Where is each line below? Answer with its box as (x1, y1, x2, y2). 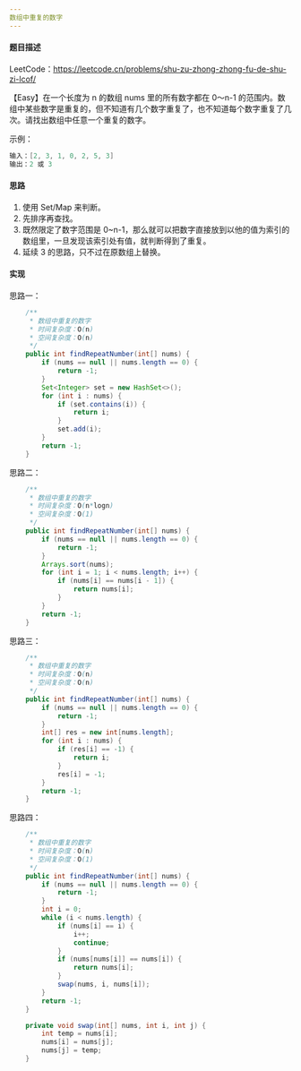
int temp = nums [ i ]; (41, 1029, 118, 1039)
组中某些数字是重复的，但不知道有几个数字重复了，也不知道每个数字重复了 (9, 103, 284, 114)
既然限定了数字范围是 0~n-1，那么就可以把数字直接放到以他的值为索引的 (21, 224, 290, 235)
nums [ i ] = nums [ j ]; (41, 1038, 115, 1047)
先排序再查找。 (21, 212, 78, 224)
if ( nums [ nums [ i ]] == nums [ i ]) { (56, 955, 183, 964)
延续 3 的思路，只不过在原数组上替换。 (21, 246, 166, 257)
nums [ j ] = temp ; (41, 1046, 102, 1055)
